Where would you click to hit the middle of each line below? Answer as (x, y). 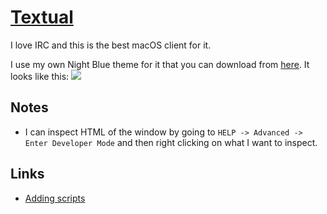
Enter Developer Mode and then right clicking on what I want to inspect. (171, 142)
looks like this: (40, 76)
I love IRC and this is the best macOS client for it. (111, 45)
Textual (42, 17)
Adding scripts (55, 198)
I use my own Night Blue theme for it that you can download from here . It (160, 64)
